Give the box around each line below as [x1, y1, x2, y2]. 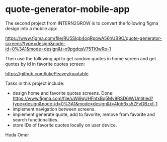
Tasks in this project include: [5, 80, 64, 86]
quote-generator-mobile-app [5, 4, 130, 15]
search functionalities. [12, 116, 59, 122]
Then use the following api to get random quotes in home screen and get [5, 55, 156, 61]
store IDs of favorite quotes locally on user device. [12, 122, 117, 128]
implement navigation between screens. [12, 106, 96, 112]
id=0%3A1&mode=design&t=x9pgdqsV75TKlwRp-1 [5, 46, 111, 52]
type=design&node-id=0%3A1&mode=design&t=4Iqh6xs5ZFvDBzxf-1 [12, 100, 158, 106]
